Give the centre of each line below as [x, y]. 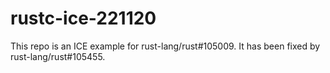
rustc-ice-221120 [83, 18]
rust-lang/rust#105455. [58, 56]
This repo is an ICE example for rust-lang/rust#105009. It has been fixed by [165, 46]
